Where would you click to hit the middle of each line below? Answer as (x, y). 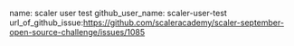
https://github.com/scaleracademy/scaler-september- (184, 23)
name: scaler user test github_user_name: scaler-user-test (119, 13)
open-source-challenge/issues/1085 (77, 32)
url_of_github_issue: (47, 23)
